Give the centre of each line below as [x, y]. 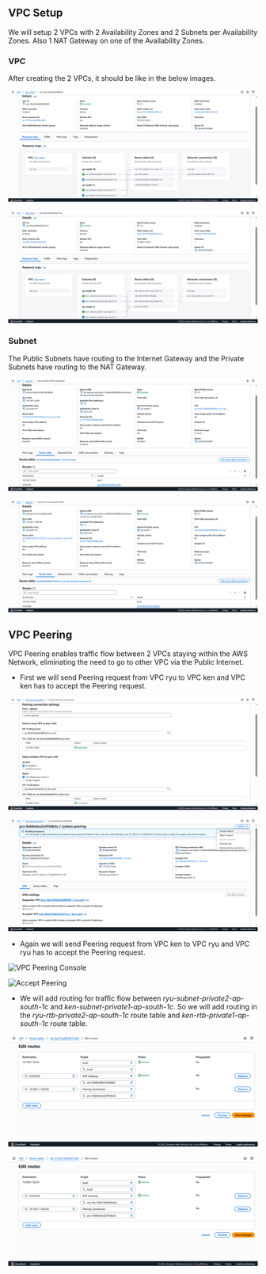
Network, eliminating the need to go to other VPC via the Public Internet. [126, 662]
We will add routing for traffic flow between [90, 998]
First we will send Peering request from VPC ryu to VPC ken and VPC [132, 677]
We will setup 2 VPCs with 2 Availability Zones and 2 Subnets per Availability [133, 32]
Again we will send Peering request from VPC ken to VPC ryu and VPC [135, 944]
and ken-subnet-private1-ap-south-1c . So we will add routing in [154, 1007]
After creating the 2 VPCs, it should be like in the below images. [112, 78]
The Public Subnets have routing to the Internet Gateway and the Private [126, 358]
